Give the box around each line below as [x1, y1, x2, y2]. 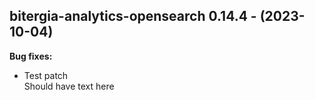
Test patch [23, 69, 69, 81]
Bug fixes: [9, 50, 53, 62]
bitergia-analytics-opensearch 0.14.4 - [9, 8, 257, 25]
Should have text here [23, 80, 115, 92]
